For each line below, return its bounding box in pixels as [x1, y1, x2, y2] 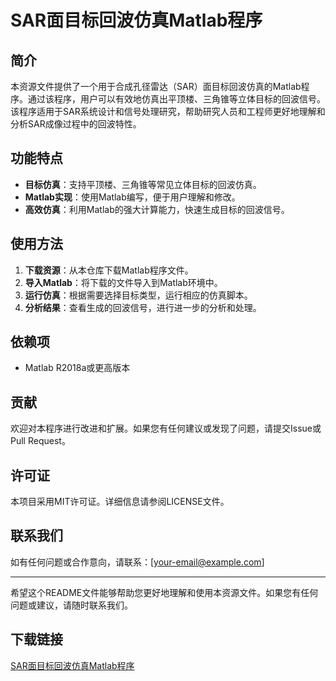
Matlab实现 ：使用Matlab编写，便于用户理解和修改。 [24, 191, 241, 203]
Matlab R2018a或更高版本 [24, 362, 131, 374]
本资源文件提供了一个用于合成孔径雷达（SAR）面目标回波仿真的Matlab [10, 81, 302, 92]
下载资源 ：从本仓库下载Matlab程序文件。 [24, 264, 194, 276]
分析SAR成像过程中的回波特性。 [10, 118, 142, 130]
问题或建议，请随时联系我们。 [10, 599, 133, 611]
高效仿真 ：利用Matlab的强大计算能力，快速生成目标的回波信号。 [24, 203, 290, 215]
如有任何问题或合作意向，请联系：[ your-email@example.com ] [10, 556, 265, 568]
